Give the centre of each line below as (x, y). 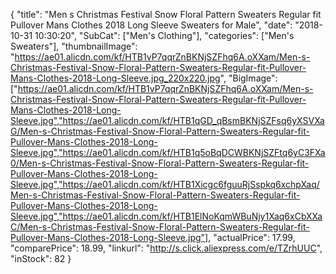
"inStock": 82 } (41, 258)
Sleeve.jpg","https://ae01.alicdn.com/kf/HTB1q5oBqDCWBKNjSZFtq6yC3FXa (168, 152)
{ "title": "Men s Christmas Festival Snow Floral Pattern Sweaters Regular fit (166, 14)
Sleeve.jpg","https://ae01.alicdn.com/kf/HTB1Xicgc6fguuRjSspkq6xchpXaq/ (165, 184)
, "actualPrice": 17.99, (252, 237)
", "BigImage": (248, 78)
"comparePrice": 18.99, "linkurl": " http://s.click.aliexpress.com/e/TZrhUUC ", (166, 248)
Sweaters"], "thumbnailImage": (74, 46)
